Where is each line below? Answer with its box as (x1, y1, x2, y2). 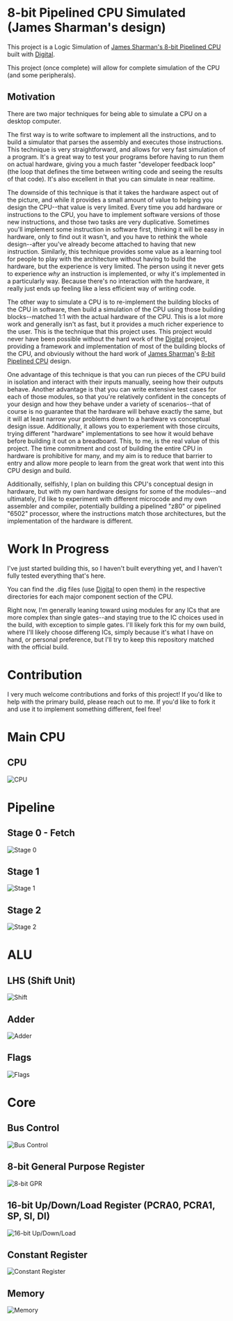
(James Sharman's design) (7, 19, 166, 35)
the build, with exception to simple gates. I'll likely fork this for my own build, (7, 620, 226, 629)
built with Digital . (7, 50, 56, 58)
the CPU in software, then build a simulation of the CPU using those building (7, 305, 226, 314)
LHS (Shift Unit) (7, 975, 76, 987)
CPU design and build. (7, 466, 72, 474)
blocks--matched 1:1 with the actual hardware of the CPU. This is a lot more (7, 312, 224, 321)
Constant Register (7, 1249, 88, 1261)
